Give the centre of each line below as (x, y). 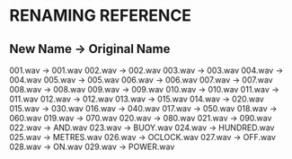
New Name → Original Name (90, 49)
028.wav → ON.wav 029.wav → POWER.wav (92, 146)
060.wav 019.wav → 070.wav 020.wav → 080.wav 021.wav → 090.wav (141, 118)
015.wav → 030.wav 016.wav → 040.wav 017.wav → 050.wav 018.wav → (143, 108)
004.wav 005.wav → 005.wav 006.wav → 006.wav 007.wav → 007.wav (141, 80)
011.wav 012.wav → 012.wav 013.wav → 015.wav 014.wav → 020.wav (137, 99)
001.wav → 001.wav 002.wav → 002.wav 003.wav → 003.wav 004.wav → (146, 70)
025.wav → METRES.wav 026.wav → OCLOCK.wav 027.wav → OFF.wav (143, 137)
